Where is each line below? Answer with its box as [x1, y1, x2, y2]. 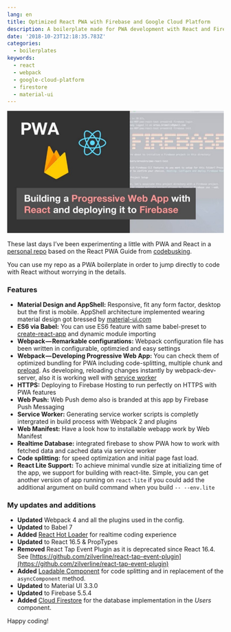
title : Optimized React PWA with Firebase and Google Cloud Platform [7, 18, 211, 25]
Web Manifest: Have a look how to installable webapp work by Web [16, 425, 210, 433]
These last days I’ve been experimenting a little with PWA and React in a [7, 239, 212, 248]
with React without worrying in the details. [7, 268, 126, 276]
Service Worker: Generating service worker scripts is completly [16, 410, 199, 419]
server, [16, 373, 38, 382]
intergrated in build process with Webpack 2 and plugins [16, 417, 177, 426]
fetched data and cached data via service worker [16, 447, 157, 455]
